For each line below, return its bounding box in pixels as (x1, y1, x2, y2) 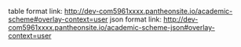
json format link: (109, 15, 162, 24)
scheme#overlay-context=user (8, 15, 108, 24)
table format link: (8, 7, 63, 15)
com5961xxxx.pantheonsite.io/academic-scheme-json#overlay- (8, 23, 216, 32)
